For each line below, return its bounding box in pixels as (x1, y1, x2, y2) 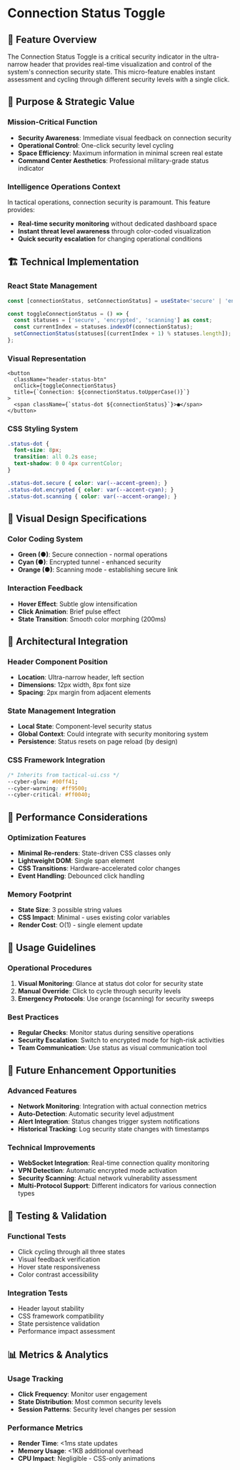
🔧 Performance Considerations (7, 811, 148, 823)
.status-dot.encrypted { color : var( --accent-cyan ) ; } (7, 486, 174, 494)
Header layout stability (17, 1304, 84, 1313)
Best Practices (7, 1012, 59, 1022)
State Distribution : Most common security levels (17, 1397, 162, 1406)
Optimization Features (7, 832, 86, 842)
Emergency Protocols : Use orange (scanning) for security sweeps (17, 994, 214, 1003)
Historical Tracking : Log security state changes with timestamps (17, 1124, 209, 1133)
